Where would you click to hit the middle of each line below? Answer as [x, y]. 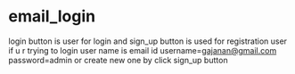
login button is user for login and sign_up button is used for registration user [147, 41]
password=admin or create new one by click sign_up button [118, 60]
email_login [52, 16]
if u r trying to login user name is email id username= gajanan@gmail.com [143, 50]
